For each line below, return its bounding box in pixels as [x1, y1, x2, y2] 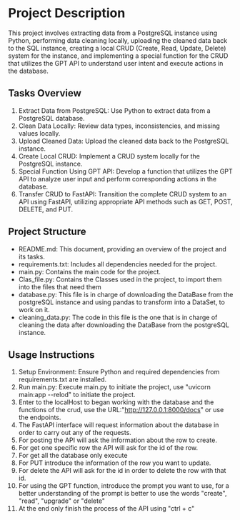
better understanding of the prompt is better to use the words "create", [18, 489, 227, 498]
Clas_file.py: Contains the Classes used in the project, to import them [18, 275, 222, 284]
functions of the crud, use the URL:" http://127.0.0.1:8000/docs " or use [18, 406, 224, 414]
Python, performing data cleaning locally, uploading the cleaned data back [8, 36, 228, 44]
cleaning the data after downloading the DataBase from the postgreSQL [18, 320, 229, 329]
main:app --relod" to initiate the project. [18, 391, 136, 399]
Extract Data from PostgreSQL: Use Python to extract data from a [18, 106, 211, 115]
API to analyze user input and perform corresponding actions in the [18, 174, 217, 183]
